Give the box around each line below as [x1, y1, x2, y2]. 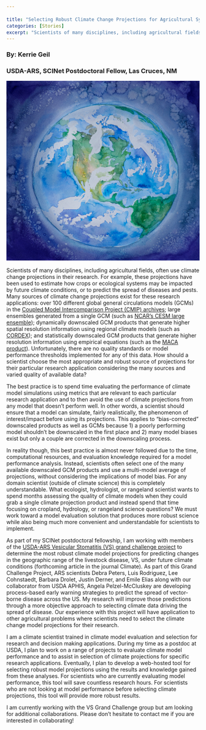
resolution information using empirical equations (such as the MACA [6, 338, 179, 346]
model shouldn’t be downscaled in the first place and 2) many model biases [6, 428, 197, 436]
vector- [169, 589, 189, 596]
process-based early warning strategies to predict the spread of [6, 589, 169, 596]
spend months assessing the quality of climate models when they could [6, 492, 188, 500]
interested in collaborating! [6, 717, 74, 724]
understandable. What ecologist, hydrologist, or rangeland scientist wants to [6, 486, 199, 493]
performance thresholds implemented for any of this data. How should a [6, 351, 189, 359]
